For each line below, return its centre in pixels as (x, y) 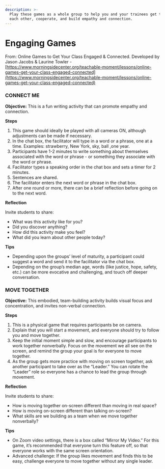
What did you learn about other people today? (59, 237)
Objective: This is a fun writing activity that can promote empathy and (76, 106)
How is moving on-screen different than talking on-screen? (72, 411)
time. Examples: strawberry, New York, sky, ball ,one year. (71, 146)
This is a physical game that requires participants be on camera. (77, 325)
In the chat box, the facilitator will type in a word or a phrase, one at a (82, 141)
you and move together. (36, 335)
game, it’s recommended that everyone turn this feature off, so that (80, 445)
